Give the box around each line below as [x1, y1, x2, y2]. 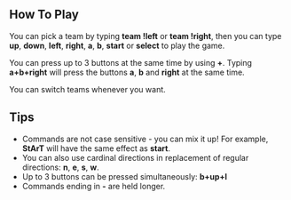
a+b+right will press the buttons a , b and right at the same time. [9, 67, 246, 77]
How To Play [9, 7, 80, 22]
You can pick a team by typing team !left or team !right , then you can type [9, 30, 282, 41]
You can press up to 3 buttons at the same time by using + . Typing [9, 57, 253, 68]
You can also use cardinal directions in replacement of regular [21, 152, 249, 163]
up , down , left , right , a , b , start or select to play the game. [9, 40, 225, 51]
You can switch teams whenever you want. [9, 84, 166, 94]
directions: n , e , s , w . [21, 162, 99, 172]
